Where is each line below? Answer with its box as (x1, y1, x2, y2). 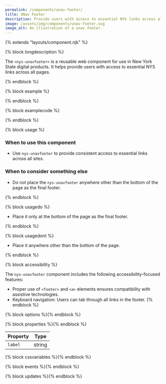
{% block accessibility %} (5, 261, 58, 267)
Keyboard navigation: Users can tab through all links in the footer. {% (12, 296, 153, 303)
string (34, 341, 47, 348)
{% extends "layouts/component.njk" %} (5, 39, 88, 45)
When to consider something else (5, 168, 88, 175)
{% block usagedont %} (5, 233, 54, 239)
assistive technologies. (12, 291, 59, 297)
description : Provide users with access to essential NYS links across (5, 16, 156, 21)
